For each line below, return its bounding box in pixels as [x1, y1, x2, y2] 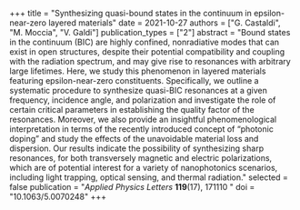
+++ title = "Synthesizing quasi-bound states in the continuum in [9, 8, 253, 18]
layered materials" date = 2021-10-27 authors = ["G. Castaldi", [48, 17, 281, 28]
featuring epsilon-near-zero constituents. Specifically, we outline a [9, 75, 259, 85]
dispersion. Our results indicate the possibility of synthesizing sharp [9, 143, 265, 154]
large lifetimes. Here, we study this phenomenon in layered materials [9, 65, 266, 76]
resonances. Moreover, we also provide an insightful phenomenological [9, 114, 277, 125]
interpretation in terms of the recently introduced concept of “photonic [9, 124, 275, 135]
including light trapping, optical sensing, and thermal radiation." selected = [9, 172, 289, 183]
